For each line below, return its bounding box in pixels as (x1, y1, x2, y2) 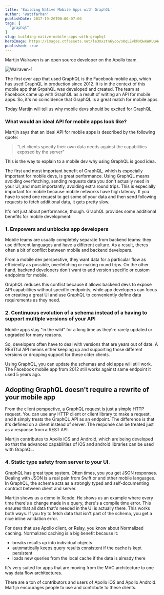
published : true (5, 43, 38, 48)
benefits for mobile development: (5, 213, 72, 219)
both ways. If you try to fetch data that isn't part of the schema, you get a (5, 510, 152, 516)
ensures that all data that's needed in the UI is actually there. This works (5, 505, 150, 511)
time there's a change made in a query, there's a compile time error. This (5, 500, 151, 506)
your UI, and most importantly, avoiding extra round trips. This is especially (5, 183, 156, 189)
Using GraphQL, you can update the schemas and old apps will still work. (5, 361, 152, 367)
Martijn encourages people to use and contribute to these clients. (5, 584, 137, 590)
